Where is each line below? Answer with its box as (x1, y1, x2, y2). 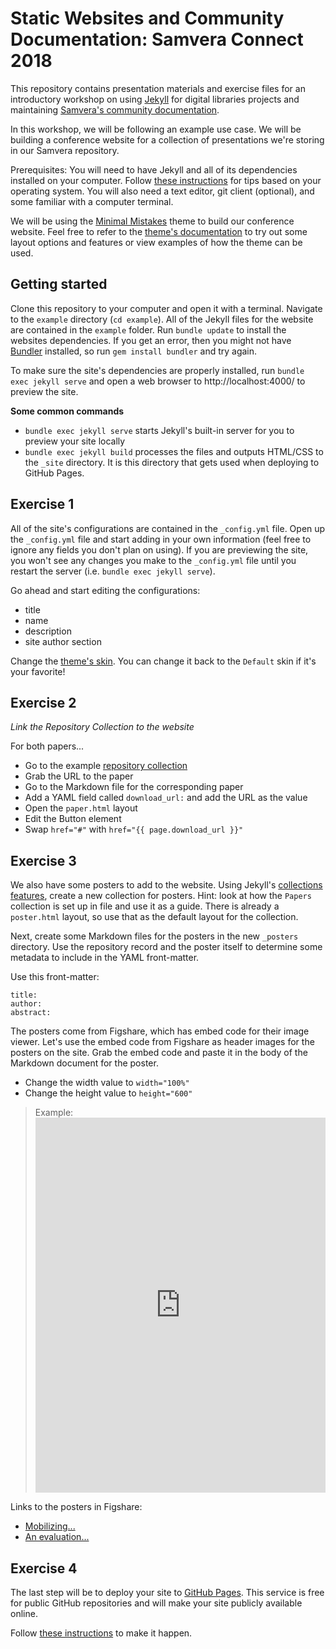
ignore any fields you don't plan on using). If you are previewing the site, (10, 543, 309, 556)
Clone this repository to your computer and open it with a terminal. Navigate (10, 302, 323, 314)
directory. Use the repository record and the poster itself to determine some (10, 941, 323, 953)
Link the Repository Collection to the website (10, 721, 195, 733)
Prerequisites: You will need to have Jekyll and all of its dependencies (10, 163, 298, 176)
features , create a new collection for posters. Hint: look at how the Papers (10, 890, 312, 902)
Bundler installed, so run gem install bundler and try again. (10, 345, 258, 357)
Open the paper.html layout (24, 802, 138, 814)
